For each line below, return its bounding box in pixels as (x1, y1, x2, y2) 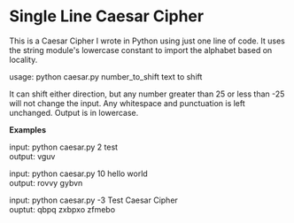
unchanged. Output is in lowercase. (9, 107, 139, 118)
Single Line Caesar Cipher (9, 6, 205, 27)
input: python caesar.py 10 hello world (9, 168, 148, 179)
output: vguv (9, 150, 56, 161)
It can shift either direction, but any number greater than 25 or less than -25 (9, 88, 285, 99)
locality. (9, 54, 38, 65)
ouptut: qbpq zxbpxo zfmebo (9, 204, 116, 214)
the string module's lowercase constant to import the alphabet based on (9, 44, 273, 55)
